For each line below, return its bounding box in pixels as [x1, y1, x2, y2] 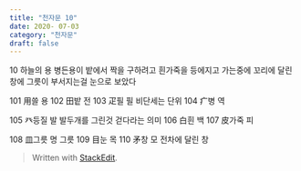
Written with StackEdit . [31, 152, 119, 164]
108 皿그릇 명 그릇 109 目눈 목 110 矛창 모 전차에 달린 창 [9, 134, 210, 146]
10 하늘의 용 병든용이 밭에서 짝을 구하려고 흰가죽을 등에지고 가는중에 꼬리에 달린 [9, 65, 293, 75]
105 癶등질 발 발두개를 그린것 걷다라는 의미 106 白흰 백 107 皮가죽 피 [9, 115, 254, 126]
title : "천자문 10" [9, 13, 78, 23]
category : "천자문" [9, 30, 78, 39]
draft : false [9, 38, 59, 48]
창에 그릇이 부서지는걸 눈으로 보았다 [9, 76, 137, 87]
